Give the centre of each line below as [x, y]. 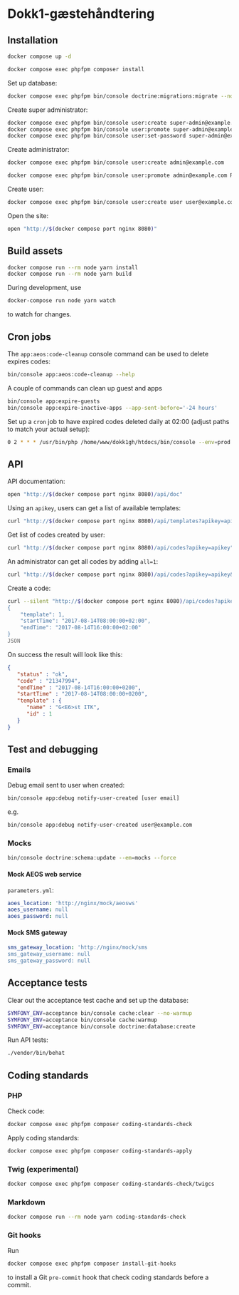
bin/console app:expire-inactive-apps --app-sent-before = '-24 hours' [113, 408]
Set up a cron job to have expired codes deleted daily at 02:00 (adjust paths [118, 421]
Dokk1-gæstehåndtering [81, 14]
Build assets [35, 251]
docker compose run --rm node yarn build [70, 274]
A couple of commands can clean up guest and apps [85, 388]
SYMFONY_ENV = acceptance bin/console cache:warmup [83, 1020]
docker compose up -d [39, 56]
